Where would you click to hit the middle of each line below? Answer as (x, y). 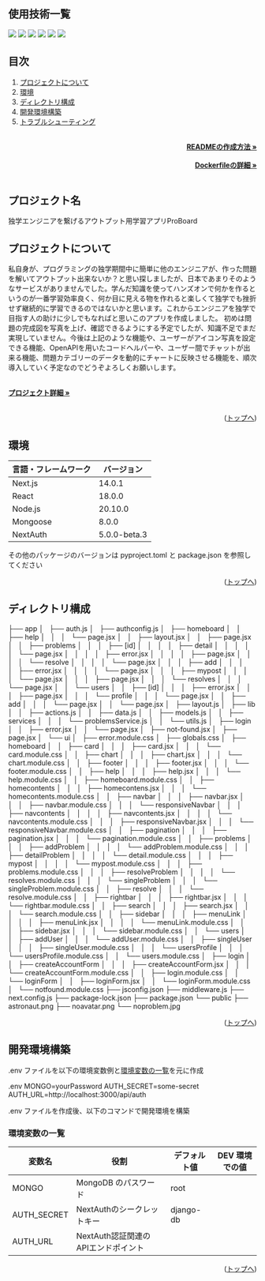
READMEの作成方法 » (222, 147)
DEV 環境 (235, 1155)
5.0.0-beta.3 (123, 535)
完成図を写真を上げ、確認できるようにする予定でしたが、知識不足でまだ (139, 328)
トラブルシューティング (58, 122)
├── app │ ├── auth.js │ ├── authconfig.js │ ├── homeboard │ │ (125, 628)
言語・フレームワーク (52, 470)
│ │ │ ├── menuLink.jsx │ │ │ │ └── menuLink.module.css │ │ (127, 922)
